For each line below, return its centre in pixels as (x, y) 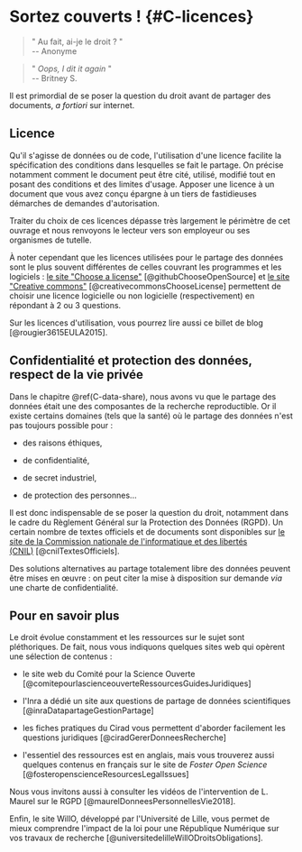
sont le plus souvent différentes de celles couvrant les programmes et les (146, 267)
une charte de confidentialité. (64, 587)
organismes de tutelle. (50, 240)
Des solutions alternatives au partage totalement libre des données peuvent (150, 568)
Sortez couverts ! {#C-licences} (132, 17)
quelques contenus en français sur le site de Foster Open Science (145, 765)
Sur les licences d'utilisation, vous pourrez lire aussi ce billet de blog (137, 323)
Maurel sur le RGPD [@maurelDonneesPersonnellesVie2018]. (123, 802)
